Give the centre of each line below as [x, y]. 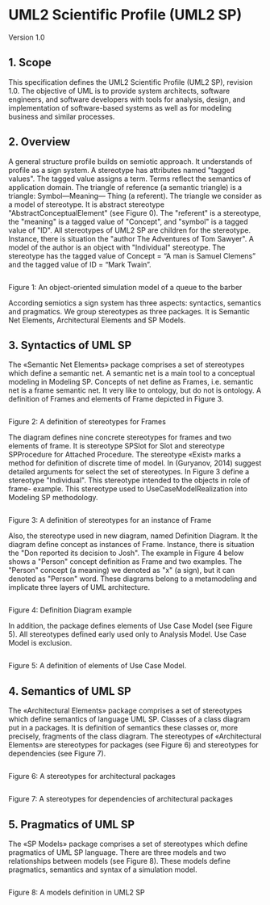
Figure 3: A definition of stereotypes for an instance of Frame [110, 520]
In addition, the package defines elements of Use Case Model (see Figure [131, 626]
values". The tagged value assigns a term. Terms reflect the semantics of [130, 179]
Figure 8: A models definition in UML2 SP [77, 892]
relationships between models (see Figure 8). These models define [120, 861]
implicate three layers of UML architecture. [79, 587]
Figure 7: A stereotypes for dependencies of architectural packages [121, 799]
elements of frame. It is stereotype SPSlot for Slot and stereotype [117, 446]
